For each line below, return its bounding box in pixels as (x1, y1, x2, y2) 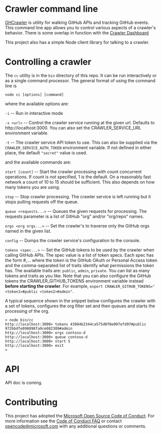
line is (5, 83, 17, 89)
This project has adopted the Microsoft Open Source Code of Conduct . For (5, 413, 155, 418)
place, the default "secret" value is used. (5, 150, 87, 155)
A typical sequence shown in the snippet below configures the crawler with (5, 298, 156, 303)
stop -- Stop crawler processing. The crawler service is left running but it (5, 193, 151, 199)
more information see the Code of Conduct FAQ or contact (5, 418, 122, 424)
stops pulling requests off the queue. (5, 199, 79, 205)
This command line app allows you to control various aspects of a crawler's (5, 24, 156, 30)
